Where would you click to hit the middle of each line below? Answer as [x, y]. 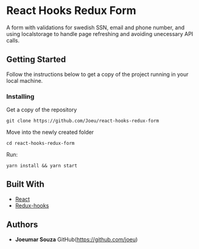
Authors [22, 225]
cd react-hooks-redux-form [40, 144]
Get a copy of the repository [42, 110]
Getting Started [36, 59]
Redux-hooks [32, 205]
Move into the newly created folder [50, 132]
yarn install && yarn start [42, 166]
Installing [20, 96]
